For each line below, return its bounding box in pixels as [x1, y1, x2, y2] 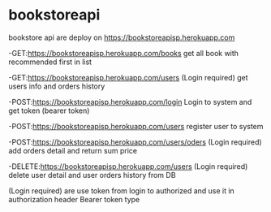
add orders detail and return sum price [8, 145, 138, 155]
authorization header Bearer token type [8, 194, 140, 204]
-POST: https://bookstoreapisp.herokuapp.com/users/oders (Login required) [8, 136, 262, 147]
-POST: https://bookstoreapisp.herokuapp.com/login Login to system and [8, 97, 252, 106]
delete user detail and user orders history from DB [8, 170, 176, 180]
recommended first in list [8, 57, 92, 67]
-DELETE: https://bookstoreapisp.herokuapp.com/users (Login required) [8, 161, 248, 171]
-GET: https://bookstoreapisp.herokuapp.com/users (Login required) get [8, 72, 249, 82]
